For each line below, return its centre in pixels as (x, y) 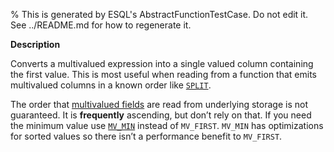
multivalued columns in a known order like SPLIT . (111, 85)
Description (35, 44)
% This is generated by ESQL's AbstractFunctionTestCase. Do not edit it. (159, 14)
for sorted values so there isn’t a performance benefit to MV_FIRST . (146, 136)
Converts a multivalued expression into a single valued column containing (162, 63)
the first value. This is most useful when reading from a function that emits (163, 74)
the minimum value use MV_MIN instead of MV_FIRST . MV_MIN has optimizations (167, 125)
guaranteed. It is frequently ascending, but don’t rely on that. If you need (161, 115)
